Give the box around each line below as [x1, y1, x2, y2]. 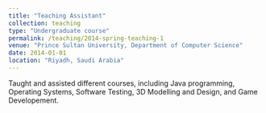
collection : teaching [8, 19, 81, 27]
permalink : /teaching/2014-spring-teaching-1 [8, 34, 164, 42]
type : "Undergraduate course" [8, 26, 110, 34]
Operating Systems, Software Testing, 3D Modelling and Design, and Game [8, 87, 258, 96]
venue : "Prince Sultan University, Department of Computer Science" [8, 42, 243, 50]
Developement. [8, 95, 59, 105]
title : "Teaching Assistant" [8, 11, 106, 20]
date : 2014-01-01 [8, 49, 67, 57]
